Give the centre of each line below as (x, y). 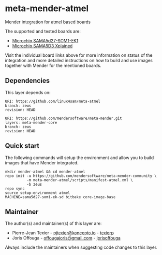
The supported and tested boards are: (43, 31)
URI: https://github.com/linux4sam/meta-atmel (53, 101)
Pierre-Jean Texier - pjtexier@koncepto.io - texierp (63, 233)
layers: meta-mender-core (31, 122)
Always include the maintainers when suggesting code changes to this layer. (81, 247)
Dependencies (27, 81)
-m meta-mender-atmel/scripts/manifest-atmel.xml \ (80, 180)
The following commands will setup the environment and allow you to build (79, 158)
